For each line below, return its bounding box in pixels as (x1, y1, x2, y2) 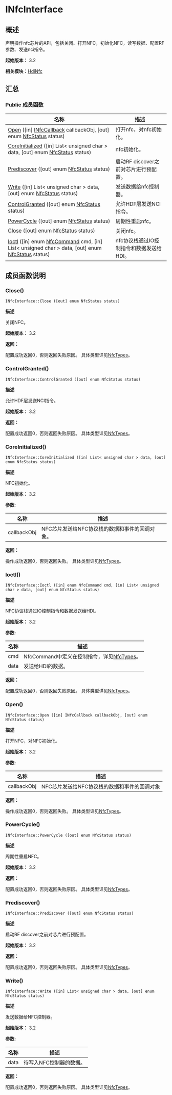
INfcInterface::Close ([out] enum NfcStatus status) (5, 299, 120, 304)
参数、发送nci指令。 (5, 46, 48, 52)
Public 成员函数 (5, 101, 44, 108)
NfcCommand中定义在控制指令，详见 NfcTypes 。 (24, 653, 142, 660)
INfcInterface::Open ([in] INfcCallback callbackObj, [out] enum (5, 712, 147, 718)
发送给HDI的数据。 (24, 663, 69, 670)
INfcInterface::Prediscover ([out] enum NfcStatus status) (5, 911, 134, 916)
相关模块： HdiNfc (5, 68, 42, 74)
